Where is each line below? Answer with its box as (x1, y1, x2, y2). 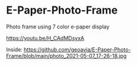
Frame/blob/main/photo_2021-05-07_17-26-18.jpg (6, 52, 127, 59)
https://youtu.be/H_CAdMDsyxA (6, 34, 85, 41)
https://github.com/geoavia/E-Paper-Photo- (23, 45, 132, 53)
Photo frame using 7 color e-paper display (6, 23, 110, 30)
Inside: (6, 45, 23, 53)
